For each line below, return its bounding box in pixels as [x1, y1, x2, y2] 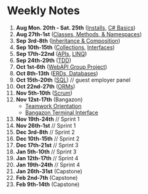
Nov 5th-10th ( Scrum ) [15, 89, 73, 96]
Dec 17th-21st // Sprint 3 [15, 141, 79, 149]
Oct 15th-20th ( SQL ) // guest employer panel [15, 76, 131, 83]
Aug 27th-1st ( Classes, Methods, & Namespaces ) [15, 30, 142, 37]
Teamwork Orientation [25, 102, 82, 109]
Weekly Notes [7, 4, 80, 18]
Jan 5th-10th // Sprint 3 [15, 148, 77, 155]
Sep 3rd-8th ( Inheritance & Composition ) [15, 37, 120, 44]
